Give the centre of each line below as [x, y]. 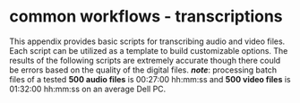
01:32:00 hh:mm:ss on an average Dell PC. [88, 89]
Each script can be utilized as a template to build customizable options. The [149, 50]
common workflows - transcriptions [146, 17]
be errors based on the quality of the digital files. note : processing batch [143, 70]
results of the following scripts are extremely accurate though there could [145, 60]
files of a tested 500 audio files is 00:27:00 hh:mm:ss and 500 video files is [150, 79]
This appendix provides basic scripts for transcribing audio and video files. [147, 41]
